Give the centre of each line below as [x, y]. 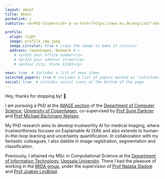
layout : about [20, 10]
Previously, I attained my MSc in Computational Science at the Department [81, 155]
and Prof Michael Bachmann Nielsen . [42, 116]
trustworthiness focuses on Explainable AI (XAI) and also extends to [74, 130]
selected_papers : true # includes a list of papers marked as [70, 77]
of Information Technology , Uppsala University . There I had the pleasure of [81, 161]
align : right [23, 37]
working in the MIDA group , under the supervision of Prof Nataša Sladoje [79, 166]
